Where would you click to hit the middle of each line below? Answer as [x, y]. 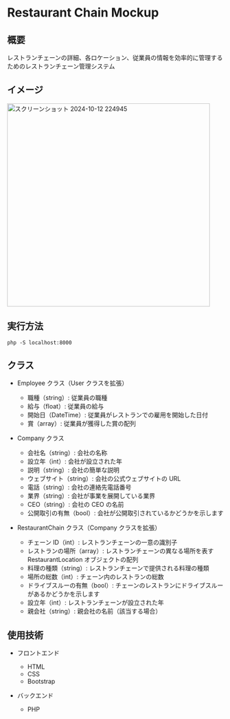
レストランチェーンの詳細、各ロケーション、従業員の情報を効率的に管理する [115, 58]
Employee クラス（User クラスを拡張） [72, 383]
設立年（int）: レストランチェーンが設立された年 [96, 603]
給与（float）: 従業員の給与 [66, 406]
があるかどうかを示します [64, 594]
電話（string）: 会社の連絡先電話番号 [79, 488]
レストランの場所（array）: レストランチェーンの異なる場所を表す [120, 551]
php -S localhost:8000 [39, 342]
